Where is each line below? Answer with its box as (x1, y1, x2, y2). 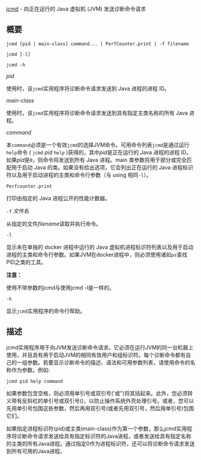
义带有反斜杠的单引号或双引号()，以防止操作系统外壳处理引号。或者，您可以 (6, 397, 194, 404)
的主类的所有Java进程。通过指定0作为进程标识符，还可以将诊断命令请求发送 (6, 440, 195, 447)
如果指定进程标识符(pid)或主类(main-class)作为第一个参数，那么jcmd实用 (6, 425, 187, 432)
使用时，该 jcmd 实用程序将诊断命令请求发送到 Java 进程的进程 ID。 (6, 85, 170, 92)
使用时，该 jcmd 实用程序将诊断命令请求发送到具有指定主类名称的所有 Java (6, 109, 188, 116)
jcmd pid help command (6, 378, 63, 384)
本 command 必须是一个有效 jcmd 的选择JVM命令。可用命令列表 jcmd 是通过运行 (6, 141, 190, 149)
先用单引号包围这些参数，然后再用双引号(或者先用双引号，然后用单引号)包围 (6, 405, 194, 412)
